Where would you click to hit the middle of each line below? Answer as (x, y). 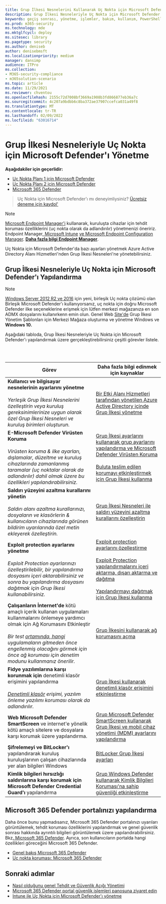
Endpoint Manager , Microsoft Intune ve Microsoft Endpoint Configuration (79, 234)
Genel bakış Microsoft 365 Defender (49, 853)
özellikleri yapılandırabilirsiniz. (42, 482)
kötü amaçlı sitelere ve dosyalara (46, 730)
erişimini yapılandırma (33, 682)
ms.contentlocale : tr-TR (31, 111)
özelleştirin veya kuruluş (36, 406)
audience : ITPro (22, 65)
